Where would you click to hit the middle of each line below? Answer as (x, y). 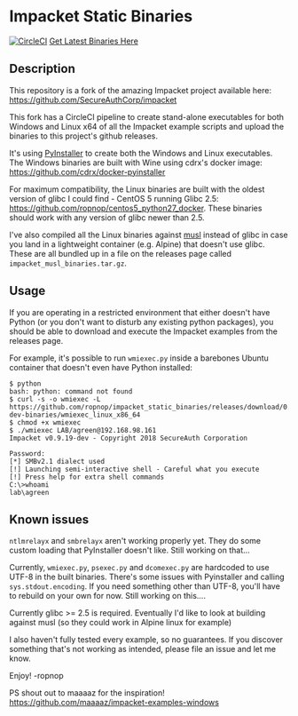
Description (42, 69)
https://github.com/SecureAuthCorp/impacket (93, 99)
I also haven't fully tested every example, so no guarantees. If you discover (146, 640)
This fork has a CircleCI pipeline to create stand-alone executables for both (147, 116)
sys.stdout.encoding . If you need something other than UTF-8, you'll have (145, 586)
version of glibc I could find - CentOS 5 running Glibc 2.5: (114, 198)
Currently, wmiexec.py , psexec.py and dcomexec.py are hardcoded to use (140, 568)
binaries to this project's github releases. (83, 136)
